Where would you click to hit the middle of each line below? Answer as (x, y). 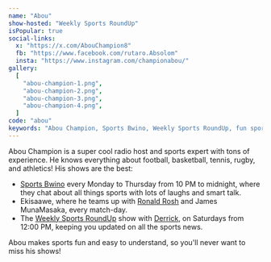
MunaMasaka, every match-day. (73, 210)
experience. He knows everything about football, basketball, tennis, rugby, (132, 160)
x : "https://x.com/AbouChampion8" (73, 46)
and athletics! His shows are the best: (71, 168)
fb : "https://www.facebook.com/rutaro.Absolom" (97, 53)
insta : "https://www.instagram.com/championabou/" (102, 61)
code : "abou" (30, 121)
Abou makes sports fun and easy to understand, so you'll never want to (127, 242)
